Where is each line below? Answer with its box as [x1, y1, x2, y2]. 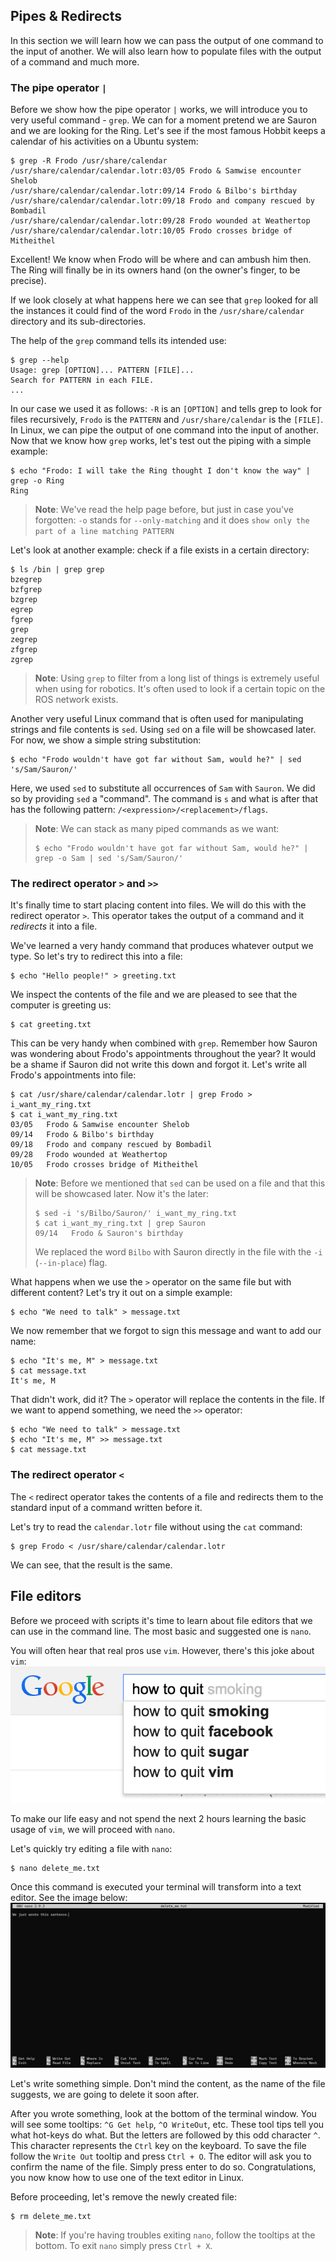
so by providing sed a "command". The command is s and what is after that [10, 793, 319, 805]
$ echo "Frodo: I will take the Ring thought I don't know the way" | [10, 466, 311, 476]
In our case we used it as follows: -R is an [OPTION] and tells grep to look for [10, 403, 322, 415]
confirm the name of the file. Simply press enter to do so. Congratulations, [10, 2161, 317, 2173]
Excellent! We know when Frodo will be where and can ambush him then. [10, 254, 312, 266]
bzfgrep [10, 585, 43, 595]
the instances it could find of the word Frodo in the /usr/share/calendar [10, 305, 305, 317]
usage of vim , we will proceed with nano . [10, 1823, 176, 1835]
